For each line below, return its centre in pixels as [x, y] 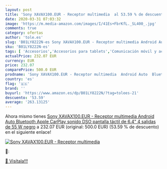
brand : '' [15, 88]
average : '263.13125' [28, 102]
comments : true [21, 28]
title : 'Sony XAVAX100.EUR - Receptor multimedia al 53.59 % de [74, 14]
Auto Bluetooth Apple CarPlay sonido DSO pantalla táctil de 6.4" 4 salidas [81, 122]
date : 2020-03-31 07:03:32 [33, 19]
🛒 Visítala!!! [17, 161]
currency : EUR [20, 61]
